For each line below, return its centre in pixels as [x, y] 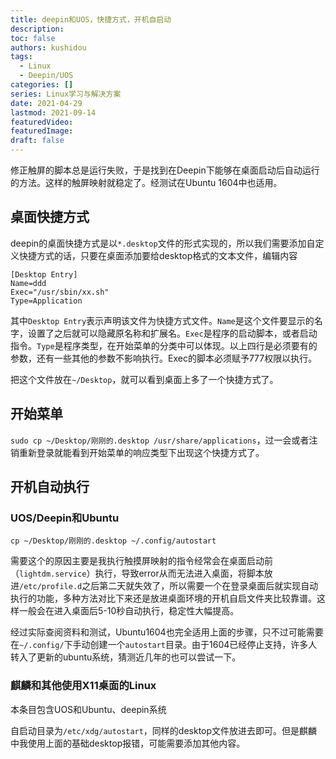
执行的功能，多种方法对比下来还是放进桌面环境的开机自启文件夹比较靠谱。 [163, 598]
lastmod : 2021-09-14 [53, 112]
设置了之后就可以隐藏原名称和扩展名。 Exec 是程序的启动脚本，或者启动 [172, 333]
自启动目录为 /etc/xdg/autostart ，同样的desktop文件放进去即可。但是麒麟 [164, 730]
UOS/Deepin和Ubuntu [65, 518]
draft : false [37, 141]
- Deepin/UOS [46, 76]
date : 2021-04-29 [46, 103]
